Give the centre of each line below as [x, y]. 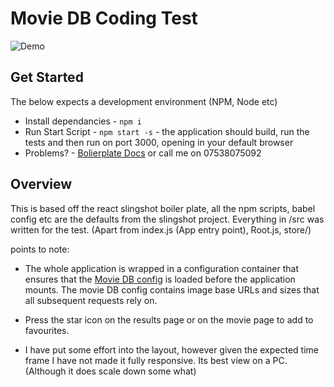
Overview [41, 184]
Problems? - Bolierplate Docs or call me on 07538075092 [143, 153]
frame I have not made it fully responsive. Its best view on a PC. [156, 360]
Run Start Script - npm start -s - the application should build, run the [167, 131]
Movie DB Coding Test [104, 18]
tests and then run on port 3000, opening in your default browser [159, 142]
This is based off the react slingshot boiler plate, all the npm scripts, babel [163, 208]
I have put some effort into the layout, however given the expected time [171, 349]
